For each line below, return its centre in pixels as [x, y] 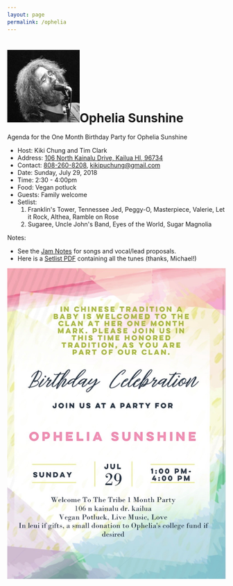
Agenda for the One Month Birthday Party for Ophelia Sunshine [97, 137]
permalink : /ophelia [37, 22]
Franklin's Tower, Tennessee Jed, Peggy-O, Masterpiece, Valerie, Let [126, 210]
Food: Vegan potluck [47, 187]
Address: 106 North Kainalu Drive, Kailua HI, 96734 [90, 158]
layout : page [26, 15]
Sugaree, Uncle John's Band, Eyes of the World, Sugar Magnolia [120, 224]
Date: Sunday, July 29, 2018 [57, 173]
